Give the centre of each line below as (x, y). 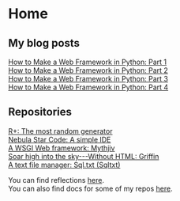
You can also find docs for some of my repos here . (90, 188)
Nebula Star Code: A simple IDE (60, 139)
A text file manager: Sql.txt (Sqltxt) (64, 165)
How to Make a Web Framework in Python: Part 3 (88, 79)
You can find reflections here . (56, 180)
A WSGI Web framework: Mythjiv (62, 148)
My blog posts (44, 43)
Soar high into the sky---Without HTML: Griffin (84, 156)
